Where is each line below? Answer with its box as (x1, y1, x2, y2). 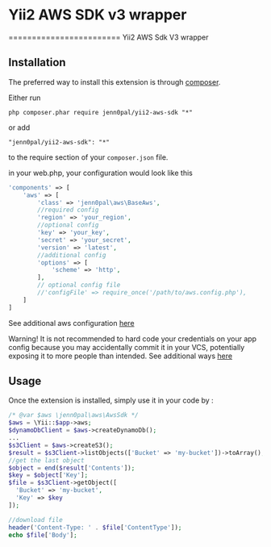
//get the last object (8, 456, 85, 465)
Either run (8, 93, 41, 102)
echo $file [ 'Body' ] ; (8, 531, 78, 539)
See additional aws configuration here (8, 318, 135, 328)
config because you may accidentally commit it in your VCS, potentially (8, 342, 245, 352)
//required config (37, 206, 99, 215)
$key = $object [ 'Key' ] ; (8, 471, 89, 479)
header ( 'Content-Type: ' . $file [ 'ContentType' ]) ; (8, 523, 182, 532)
